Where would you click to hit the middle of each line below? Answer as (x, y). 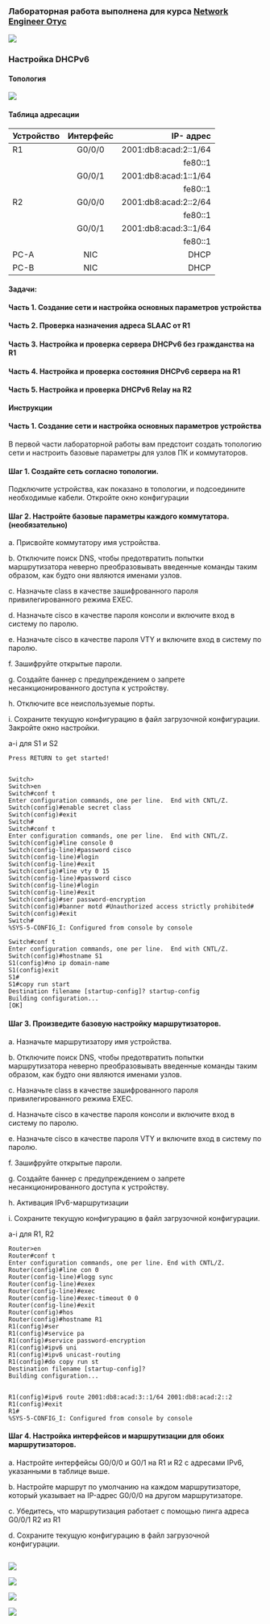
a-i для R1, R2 (31, 1234)
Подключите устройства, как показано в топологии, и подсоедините (127, 489)
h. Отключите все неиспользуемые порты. (82, 703)
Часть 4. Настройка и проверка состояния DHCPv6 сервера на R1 (125, 371)
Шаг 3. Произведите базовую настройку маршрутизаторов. (115, 1024)
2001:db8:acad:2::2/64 (166, 202)
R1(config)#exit (35, 1404)
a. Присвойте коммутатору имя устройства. (85, 543)
